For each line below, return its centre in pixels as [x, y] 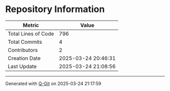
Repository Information [55, 9]
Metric [31, 25]
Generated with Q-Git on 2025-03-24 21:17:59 [53, 83]
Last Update [22, 66]
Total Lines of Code [31, 34]
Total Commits [25, 42]
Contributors [23, 50]
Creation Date [24, 58]
